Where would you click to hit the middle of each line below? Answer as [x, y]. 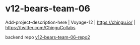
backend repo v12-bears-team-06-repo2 [48, 37]
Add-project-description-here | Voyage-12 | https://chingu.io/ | [70, 22]
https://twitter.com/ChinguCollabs [40, 27]
